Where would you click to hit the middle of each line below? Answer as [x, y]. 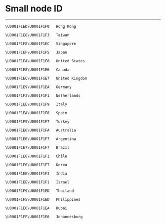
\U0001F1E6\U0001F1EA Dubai [36, 208]
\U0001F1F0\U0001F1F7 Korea [36, 165]
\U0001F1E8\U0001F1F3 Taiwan [37, 35]
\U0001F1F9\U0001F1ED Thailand [40, 191]
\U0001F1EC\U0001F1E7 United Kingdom [46, 78]
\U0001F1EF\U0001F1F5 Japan [36, 52]
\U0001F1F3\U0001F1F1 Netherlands [43, 95]
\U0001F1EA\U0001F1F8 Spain [36, 113]
